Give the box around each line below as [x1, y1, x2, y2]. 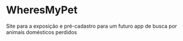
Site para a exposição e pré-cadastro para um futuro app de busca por [6, 23, 177, 29]
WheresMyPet [6, 3, 78, 17]
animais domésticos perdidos [6, 28, 77, 35]
